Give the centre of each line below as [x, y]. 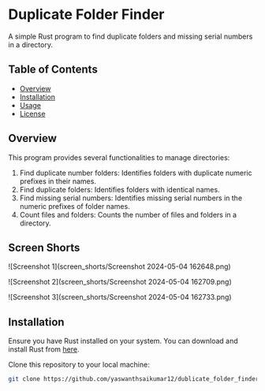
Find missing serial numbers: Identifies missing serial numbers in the [131, 198]
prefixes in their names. [58, 181]
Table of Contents [53, 70]
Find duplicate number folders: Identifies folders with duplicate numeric [136, 173]
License [32, 114]
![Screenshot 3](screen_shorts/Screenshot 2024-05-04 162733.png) [120, 297]
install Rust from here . [44, 349]
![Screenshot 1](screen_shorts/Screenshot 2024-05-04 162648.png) [119, 266]
